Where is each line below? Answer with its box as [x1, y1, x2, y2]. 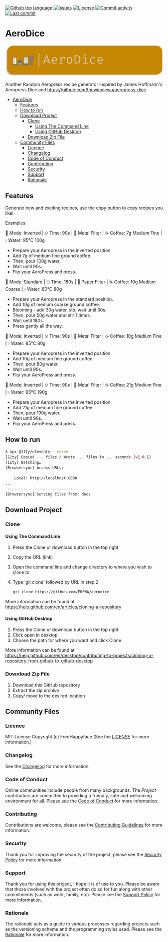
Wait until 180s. [12, 318, 44, 324]
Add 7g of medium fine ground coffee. [12, 253, 92, 259]
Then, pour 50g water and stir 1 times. [12, 312, 91, 319]
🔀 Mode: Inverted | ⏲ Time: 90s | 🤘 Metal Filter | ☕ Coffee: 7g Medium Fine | [5, 230, 162, 236]
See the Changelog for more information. [5, 763, 90, 769]
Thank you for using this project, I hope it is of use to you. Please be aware [5, 881, 160, 887]
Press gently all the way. [12, 323, 63, 329]
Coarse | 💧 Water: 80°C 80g [5, 286, 62, 292]
